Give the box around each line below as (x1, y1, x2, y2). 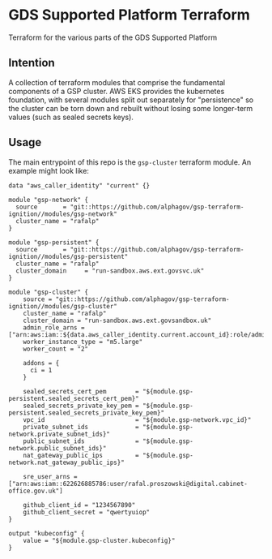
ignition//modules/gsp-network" (8, 209, 117, 218)
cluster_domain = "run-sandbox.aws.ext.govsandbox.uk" (23, 316, 212, 325)
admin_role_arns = (23, 323, 85, 332)
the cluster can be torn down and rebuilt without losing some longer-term (8, 103, 253, 113)
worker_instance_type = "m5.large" (23, 338, 143, 346)
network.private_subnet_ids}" (8, 430, 111, 438)
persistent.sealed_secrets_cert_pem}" (8, 394, 139, 402)
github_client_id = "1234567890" (23, 501, 136, 509)
